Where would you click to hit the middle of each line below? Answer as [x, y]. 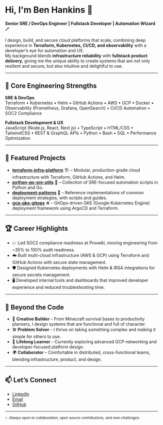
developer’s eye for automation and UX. [45, 50]
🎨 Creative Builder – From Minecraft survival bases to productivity [78, 319]
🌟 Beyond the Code [34, 307]
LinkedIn [21, 394]
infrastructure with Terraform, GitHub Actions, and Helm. [69, 177]
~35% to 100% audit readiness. [43, 250]
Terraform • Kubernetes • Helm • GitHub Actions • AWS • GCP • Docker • [79, 103]
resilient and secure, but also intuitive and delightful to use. [64, 66]
